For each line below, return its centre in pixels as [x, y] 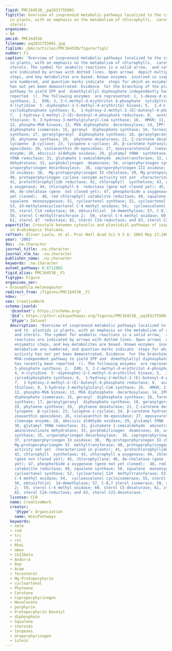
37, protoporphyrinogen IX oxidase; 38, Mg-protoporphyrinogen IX [88, 440]
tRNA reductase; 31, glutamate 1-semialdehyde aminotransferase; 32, [87, 158]
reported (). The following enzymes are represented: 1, [74, 96]
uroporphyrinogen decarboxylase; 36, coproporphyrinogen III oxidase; [88, 168]
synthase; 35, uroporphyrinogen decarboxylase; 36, [72, 435]
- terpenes [21, 631]
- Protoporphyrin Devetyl [38, 612]
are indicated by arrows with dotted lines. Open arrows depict [81, 72]
